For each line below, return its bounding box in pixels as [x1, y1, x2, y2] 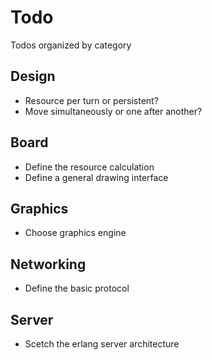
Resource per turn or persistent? [24, 94, 159, 106]
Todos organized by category [10, 39, 132, 51]
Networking [10, 256, 87, 273]
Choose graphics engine [24, 227, 127, 239]
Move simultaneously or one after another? [24, 105, 203, 117]
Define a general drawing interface [24, 171, 169, 183]
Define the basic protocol [24, 282, 130, 295]
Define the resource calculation [24, 161, 155, 173]
